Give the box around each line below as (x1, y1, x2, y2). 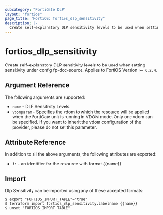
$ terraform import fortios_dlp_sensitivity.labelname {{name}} (5, 201, 138, 206)
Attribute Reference (5, 138, 66, 147)
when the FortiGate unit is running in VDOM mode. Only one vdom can (12, 114, 153, 119)
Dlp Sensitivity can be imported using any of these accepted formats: (5, 187, 144, 193)
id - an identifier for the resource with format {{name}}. (12, 161, 123, 166)
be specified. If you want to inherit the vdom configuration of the (12, 119, 142, 125)
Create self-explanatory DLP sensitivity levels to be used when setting (5, 62, 146, 68)
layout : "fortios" (5, 12, 42, 17)
